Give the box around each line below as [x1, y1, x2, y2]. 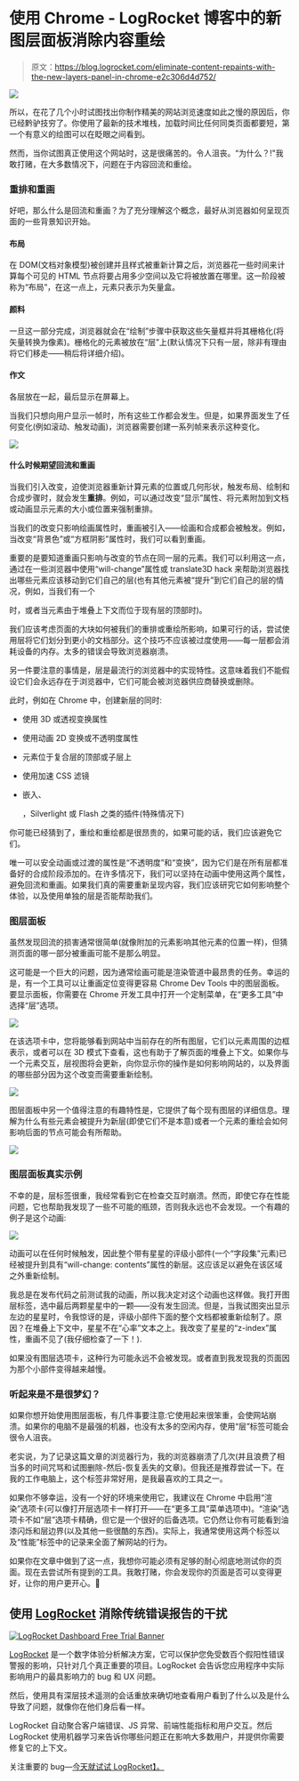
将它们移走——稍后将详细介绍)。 [9, 348, 130, 359]
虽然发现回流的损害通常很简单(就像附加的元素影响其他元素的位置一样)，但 [9, 937, 280, 947]
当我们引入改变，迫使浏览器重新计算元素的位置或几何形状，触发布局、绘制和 [9, 481, 290, 492]
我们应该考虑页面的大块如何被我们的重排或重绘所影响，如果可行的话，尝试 [9, 624, 282, 634]
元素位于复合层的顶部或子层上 [21, 752, 132, 762]
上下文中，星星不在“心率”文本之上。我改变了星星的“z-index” [47, 1322, 270, 1333]
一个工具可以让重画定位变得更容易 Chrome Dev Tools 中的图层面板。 [32, 978, 285, 988]
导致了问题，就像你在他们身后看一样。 [9, 1701, 149, 1712]
